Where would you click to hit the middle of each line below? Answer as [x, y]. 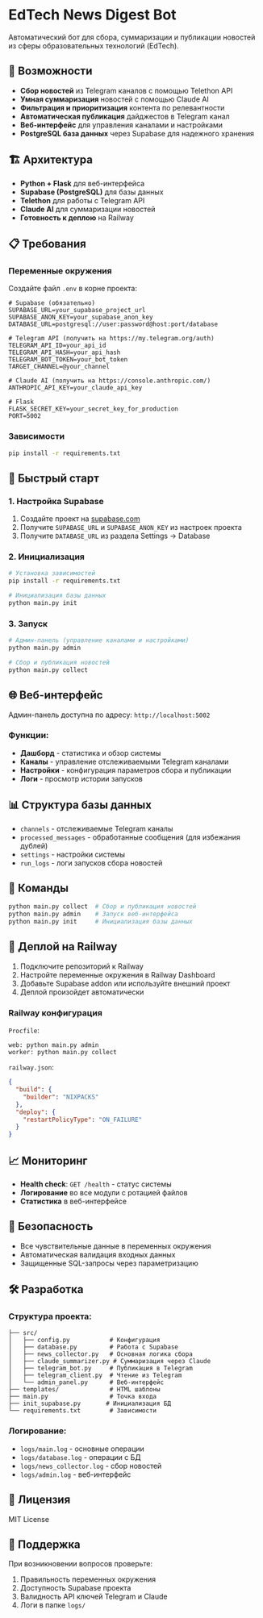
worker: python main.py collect [63, 1053]
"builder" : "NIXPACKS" [61, 1097]
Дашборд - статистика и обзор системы [90, 753]
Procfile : [24, 1031]
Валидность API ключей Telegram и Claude [94, 1597]
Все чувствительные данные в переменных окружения [115, 1246]
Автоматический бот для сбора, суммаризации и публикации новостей [132, 37]
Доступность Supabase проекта [75, 1588]
